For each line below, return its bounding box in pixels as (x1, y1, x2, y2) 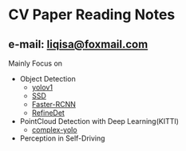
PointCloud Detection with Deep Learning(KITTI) (19, 117, 180, 125)
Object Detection (19, 74, 76, 83)
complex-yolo (31, 125, 77, 134)
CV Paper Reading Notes (8, 6, 176, 24)
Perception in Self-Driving (19, 133, 105, 143)
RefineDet (31, 108, 65, 117)
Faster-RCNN (31, 100, 76, 109)
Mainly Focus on (8, 58, 62, 68)
